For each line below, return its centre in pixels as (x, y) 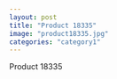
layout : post (33, 17)
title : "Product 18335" (53, 25)
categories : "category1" (55, 42)
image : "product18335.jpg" (59, 33)
